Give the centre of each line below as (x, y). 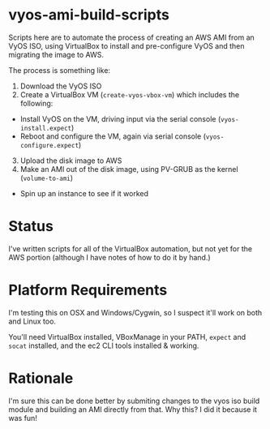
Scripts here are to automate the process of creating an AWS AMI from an (132, 37)
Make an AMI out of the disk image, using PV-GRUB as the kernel (129, 169)
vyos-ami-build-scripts (89, 15)
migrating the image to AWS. (56, 54)
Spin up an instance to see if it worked (84, 193)
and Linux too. (32, 321)
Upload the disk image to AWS (71, 161)
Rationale (41, 378)
